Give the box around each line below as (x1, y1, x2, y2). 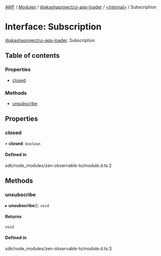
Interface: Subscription (5, 21, 102, 32)
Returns (5, 213, 22, 219)
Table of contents (5, 51, 60, 60)
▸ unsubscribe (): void (5, 202, 49, 208)
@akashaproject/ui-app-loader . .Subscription (5, 37, 95, 43)
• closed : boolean (5, 140, 41, 146)
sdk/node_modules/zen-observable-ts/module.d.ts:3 (5, 245, 112, 251)
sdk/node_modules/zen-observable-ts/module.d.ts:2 (5, 162, 112, 168)
